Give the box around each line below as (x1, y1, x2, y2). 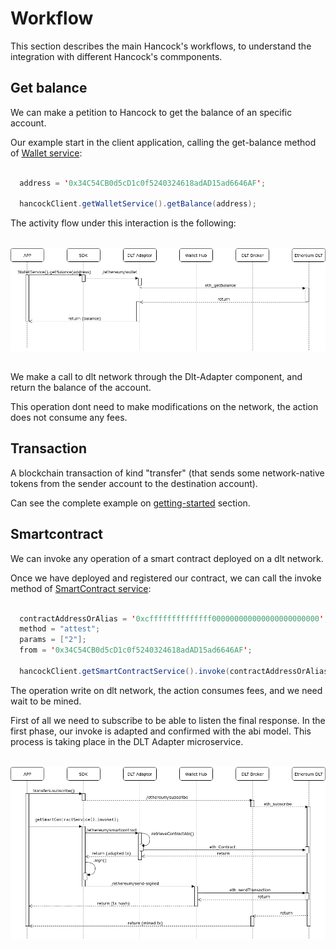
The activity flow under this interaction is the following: (10, 217, 237, 229)
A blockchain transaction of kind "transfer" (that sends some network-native (10, 467, 325, 479)
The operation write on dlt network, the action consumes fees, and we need (10, 684, 323, 696)
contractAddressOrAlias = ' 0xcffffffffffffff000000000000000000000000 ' (19, 613, 325, 624)
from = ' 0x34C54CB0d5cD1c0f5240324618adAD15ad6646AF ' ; (19, 645, 253, 656)
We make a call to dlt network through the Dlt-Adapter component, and (10, 371, 303, 383)
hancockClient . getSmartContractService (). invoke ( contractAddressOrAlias (19, 666, 329, 676)
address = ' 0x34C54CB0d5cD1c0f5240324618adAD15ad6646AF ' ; (19, 178, 267, 188)
